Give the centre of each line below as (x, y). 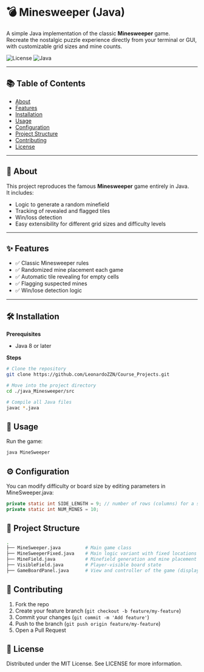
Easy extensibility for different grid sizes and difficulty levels (90, 224)
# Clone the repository (36, 369)
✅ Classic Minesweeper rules (52, 263)
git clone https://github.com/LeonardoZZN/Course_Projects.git (88, 375)
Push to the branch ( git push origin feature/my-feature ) (88, 623)
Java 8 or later (33, 346)
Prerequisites (24, 334)
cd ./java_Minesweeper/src (40, 391)
